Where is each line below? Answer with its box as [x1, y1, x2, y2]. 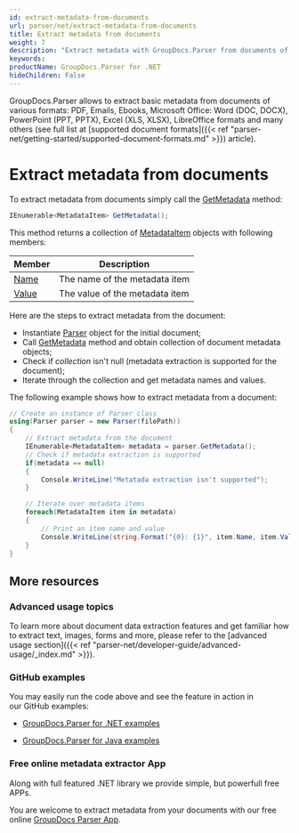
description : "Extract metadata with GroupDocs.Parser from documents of [9, 46, 289, 55]
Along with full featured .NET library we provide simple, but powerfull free [9, 778, 280, 789]
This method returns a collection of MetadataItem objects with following [9, 227, 273, 238]
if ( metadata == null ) [25, 458, 105, 467]
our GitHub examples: [9, 700, 89, 712]
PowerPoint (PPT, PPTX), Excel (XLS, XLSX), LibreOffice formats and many [9, 114, 284, 125]
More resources [9, 573, 100, 588]
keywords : [9, 54, 46, 63]
